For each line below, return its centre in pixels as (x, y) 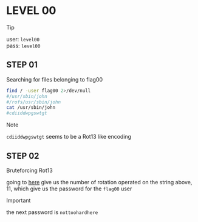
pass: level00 (23, 46)
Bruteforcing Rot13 (29, 170)
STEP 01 (22, 65)
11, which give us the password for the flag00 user (69, 189)
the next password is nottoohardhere (52, 212)
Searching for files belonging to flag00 (55, 79)
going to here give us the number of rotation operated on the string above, (99, 182)
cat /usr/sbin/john (31, 108)
